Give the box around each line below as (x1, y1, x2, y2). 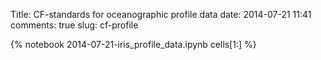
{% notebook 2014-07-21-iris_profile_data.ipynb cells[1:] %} (10, 39, 257, 50)
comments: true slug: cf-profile (10, 19, 139, 31)
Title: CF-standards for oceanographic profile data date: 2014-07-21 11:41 (10, 9, 312, 20)
